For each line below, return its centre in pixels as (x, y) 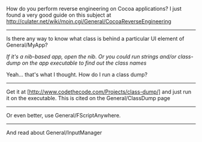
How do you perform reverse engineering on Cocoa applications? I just (94, 9)
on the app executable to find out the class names (84, 63)
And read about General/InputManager (54, 132)
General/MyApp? (27, 45)
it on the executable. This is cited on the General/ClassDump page (88, 98)
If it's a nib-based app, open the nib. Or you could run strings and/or (91, 57)
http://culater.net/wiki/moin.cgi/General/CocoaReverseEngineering (89, 21)
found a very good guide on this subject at (59, 15)
